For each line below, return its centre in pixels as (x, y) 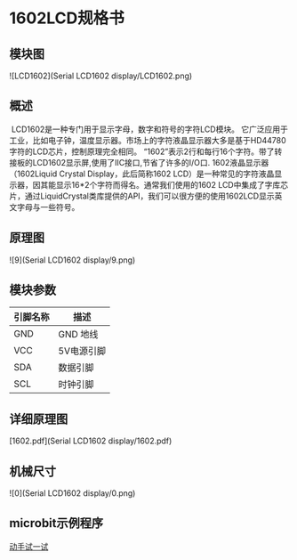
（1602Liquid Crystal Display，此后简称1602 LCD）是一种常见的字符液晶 (142, 174)
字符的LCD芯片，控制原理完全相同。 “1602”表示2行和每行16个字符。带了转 (146, 151)
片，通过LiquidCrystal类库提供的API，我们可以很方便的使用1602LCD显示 (142, 196)
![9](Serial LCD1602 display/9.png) (72, 260)
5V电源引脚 (82, 351)
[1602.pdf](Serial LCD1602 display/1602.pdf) (91, 441)
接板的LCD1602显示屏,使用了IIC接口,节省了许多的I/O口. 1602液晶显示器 (139, 162)
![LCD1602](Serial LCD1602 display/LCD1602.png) (101, 76)
